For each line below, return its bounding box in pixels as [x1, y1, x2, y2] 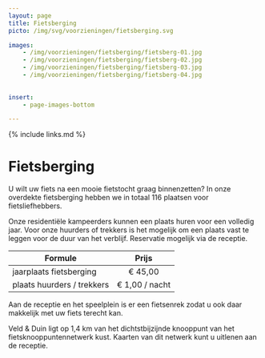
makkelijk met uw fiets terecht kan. [8, 308, 123, 318]
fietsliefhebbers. [8, 201, 62, 211]
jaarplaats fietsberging [12, 266, 98, 277]
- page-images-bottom [22, 101, 94, 109]
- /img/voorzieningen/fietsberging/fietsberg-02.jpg [22, 56, 203, 64]
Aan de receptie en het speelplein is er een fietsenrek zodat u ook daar [8, 300, 243, 309]
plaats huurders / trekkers [12, 280, 110, 291]
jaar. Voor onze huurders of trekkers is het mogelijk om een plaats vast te [8, 225, 250, 235]
